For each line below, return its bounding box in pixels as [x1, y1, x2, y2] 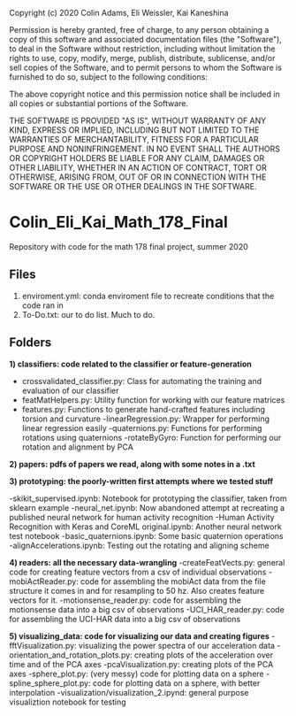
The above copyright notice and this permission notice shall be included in [9, 89, 280, 99]
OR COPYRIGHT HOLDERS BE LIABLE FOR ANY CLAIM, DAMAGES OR [9, 153, 265, 163]
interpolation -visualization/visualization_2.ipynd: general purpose [9, 687, 249, 697]
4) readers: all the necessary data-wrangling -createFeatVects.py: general [9, 557, 285, 567]
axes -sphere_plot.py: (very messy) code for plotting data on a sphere [9, 668, 264, 679]
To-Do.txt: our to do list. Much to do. [21, 309, 156, 320]
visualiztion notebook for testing [9, 697, 126, 707]
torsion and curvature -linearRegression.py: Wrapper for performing [21, 413, 269, 424]
